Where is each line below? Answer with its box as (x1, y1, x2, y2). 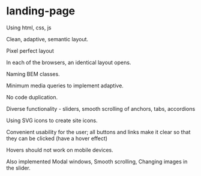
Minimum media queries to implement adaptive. (6, 82, 124, 89)
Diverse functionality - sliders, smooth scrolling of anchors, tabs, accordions (6, 105, 196, 112)
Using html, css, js (6, 24, 52, 31)
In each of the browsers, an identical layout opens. (6, 59, 131, 66)
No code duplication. (6, 93, 58, 101)
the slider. (6, 164, 31, 171)
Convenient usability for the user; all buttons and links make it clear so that (6, 128, 191, 135)
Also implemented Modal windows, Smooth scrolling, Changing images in (6, 157, 188, 165)
